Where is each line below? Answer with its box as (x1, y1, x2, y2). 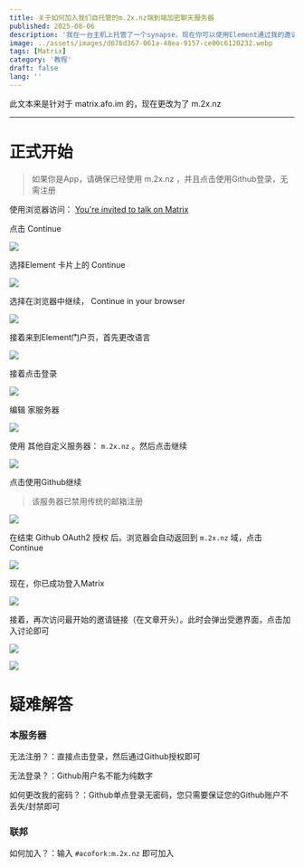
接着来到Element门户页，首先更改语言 (9, 331, 151, 342)
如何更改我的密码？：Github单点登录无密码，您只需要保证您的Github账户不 (9, 789, 290, 801)
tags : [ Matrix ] (9, 47, 67, 56)
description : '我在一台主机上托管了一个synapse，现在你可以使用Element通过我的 (9, 30, 285, 39)
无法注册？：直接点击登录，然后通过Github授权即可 (9, 751, 201, 762)
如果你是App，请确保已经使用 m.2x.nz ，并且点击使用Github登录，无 (31, 173, 289, 184)
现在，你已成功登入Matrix (9, 577, 105, 588)
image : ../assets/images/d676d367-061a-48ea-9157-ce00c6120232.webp (9, 38, 273, 48)
